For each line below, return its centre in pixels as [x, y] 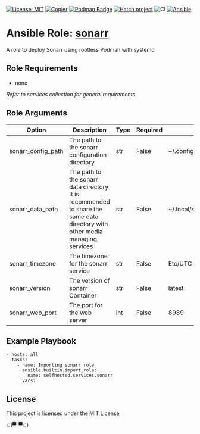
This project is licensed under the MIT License [63, 413]
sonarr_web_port [33, 313]
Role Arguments [37, 113]
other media [86, 231]
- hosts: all [22, 355]
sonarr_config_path [36, 151]
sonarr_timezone [33, 263]
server [78, 320]
